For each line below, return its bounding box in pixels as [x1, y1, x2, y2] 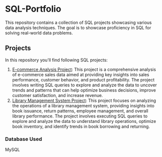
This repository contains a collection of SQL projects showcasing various [5, 20, 152, 25]
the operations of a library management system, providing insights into [12, 102, 155, 108]
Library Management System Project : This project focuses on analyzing [12, 98, 156, 103]
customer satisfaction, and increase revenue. [12, 92, 103, 98]
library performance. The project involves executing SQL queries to [12, 113, 148, 119]
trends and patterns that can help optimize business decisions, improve [12, 87, 156, 93]
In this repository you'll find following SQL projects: [5, 57, 108, 63]
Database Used [5, 136, 42, 142]
